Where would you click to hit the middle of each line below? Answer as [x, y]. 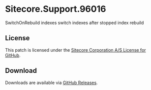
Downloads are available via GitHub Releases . [51, 83]
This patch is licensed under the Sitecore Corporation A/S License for [75, 50]
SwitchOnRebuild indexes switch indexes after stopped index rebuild [75, 23]
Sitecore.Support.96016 [56, 9]
